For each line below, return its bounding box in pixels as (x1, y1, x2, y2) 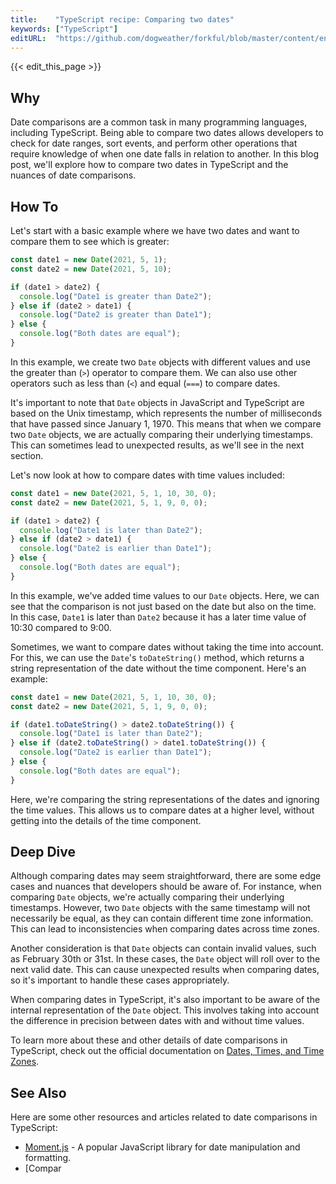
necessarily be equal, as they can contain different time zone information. (10, 912, 314, 925)
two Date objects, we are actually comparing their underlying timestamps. (10, 428, 314, 440)
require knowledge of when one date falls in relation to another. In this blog (10, 148, 320, 160)
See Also (10, 1084, 67, 1101)
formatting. (24, 1152, 72, 1164)
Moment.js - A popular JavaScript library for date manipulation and (24, 1141, 301, 1153)
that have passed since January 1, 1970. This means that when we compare (10, 417, 322, 430)
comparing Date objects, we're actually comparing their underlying (10, 891, 285, 903)
